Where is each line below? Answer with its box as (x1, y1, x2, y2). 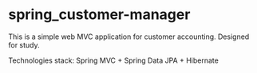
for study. (8, 40, 40, 49)
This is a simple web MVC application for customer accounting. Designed (8, 32, 250, 41)
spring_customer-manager (8, 6, 191, 24)
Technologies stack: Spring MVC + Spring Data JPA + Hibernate (8, 56, 219, 65)
